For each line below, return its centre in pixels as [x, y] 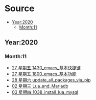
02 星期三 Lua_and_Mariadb [40, 86]
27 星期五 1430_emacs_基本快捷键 [46, 68]
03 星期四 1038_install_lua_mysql [45, 92]
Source [20, 9]
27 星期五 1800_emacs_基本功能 [44, 74]
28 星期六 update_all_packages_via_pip [51, 80]
